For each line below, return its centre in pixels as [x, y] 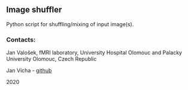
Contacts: [21, 39]
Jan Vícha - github [29, 70]
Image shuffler [34, 10]
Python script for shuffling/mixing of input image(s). [70, 24]
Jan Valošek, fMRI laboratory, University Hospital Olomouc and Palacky [94, 52]
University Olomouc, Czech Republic [51, 59]
